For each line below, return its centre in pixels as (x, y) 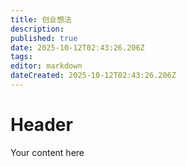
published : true (44, 38)
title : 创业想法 (41, 19)
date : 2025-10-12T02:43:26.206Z (77, 47)
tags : (21, 57)
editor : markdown (46, 66)
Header (41, 125)
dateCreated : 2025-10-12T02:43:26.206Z (93, 76)
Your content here (47, 152)
